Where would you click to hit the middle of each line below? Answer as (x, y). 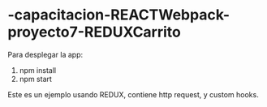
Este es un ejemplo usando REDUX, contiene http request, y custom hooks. (133, 94)
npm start (35, 79)
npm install (38, 70)
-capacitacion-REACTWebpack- (119, 15)
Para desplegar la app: (45, 54)
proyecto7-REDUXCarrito (95, 32)
